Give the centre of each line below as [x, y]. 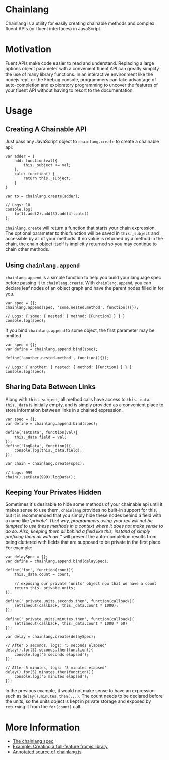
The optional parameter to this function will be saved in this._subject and [82, 233]
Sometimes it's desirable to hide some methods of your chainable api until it [84, 504]
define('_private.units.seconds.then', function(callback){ [70, 601]
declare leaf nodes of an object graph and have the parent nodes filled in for [84, 288]
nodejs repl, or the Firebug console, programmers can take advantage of [81, 79]
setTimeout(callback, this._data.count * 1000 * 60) [71, 624]
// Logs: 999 [19, 473]
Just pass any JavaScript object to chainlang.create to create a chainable [82, 141]
